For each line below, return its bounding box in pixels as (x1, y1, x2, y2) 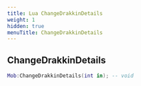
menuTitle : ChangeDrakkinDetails (7, 29, 103, 36)
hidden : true (7, 23, 45, 29)
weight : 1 (7, 16, 36, 23)
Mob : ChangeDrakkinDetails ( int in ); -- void (7, 72, 134, 79)
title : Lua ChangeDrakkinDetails (7, 10, 103, 17)
